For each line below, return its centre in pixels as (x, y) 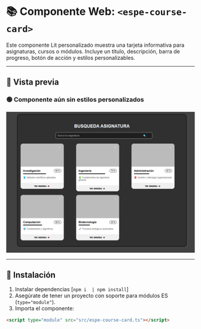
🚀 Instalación (31, 275)
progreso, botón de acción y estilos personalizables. (71, 58)
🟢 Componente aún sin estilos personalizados (75, 99)
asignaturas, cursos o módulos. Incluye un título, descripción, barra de (93, 51)
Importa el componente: (45, 309)
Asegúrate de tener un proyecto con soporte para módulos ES (92, 296)
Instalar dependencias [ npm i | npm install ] (71, 289)
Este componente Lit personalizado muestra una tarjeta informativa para (95, 45)
